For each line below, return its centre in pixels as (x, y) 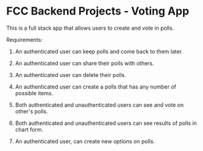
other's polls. (32, 111)
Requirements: (24, 39)
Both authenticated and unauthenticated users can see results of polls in (106, 123)
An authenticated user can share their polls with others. (84, 63)
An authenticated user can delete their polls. (71, 75)
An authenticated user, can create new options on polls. (85, 141)
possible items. (34, 93)
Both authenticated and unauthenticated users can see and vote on (99, 105)
